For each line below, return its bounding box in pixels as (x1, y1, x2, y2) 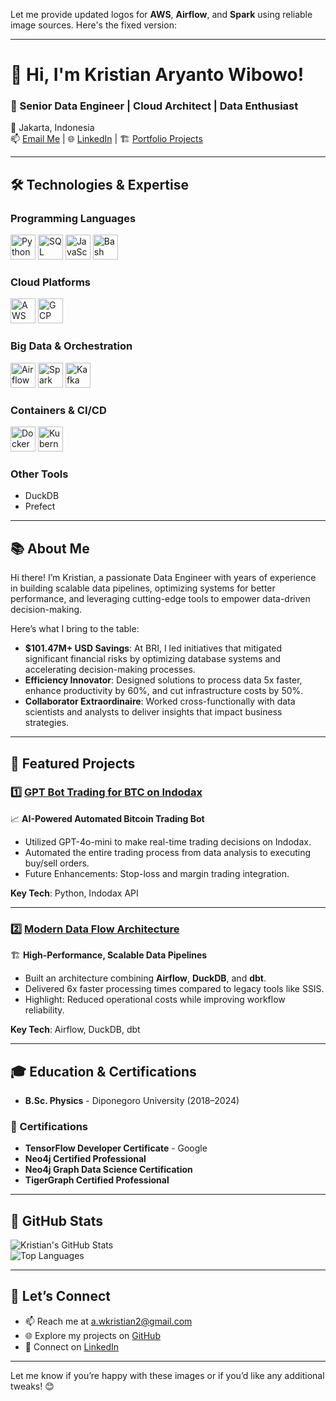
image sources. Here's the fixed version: (10, 19, 177, 31)
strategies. (24, 717, 70, 729)
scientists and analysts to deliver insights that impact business (24, 706, 283, 718)
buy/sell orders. (24, 857, 90, 869)
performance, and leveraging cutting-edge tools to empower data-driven (10, 593, 311, 605)
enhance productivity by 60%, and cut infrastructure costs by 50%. (24, 685, 304, 697)
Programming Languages (10, 211, 137, 225)
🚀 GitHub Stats (10, 1212, 103, 1229)
